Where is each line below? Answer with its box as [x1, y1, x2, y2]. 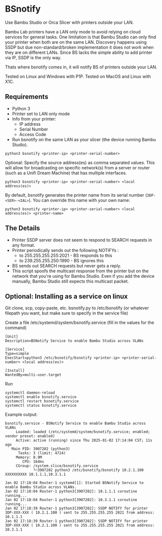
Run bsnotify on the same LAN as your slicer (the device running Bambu [12, 136, 156, 142]
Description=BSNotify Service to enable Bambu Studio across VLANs [5, 338, 144, 343]
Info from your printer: [12, 116, 57, 122]
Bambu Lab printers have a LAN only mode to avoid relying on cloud [5, 29, 141, 34]
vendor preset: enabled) [5, 434, 55, 439]
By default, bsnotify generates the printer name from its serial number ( [5, 192, 147, 198]
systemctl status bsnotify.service [5, 403, 77, 408]
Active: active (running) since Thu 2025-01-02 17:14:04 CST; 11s [15, 438, 152, 443]
